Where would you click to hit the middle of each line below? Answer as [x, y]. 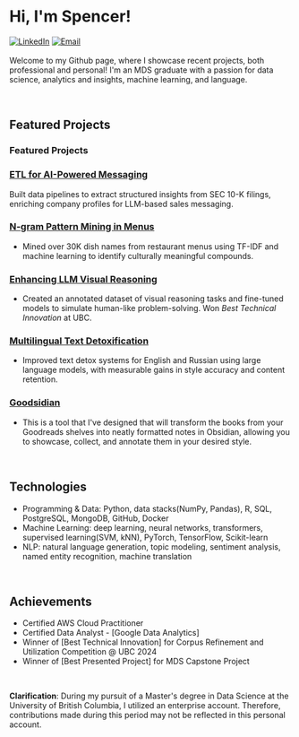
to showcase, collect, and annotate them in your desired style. [137, 441]
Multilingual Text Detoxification [79, 341]
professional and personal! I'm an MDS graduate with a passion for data [141, 70]
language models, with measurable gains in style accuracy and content [154, 370]
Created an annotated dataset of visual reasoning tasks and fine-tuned [153, 299]
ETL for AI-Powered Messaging [79, 175]
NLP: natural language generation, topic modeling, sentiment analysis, [151, 546]
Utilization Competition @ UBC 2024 [90, 652]
